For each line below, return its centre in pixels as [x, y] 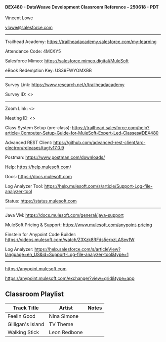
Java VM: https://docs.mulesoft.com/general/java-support [64, 215]
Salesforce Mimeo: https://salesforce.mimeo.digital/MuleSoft [67, 61]
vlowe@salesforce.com [29, 28]
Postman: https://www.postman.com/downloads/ [55, 157]
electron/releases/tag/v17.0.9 [35, 148]
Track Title [26, 308]
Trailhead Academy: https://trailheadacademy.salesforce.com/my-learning [81, 42]
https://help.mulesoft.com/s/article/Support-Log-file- [99, 186]
